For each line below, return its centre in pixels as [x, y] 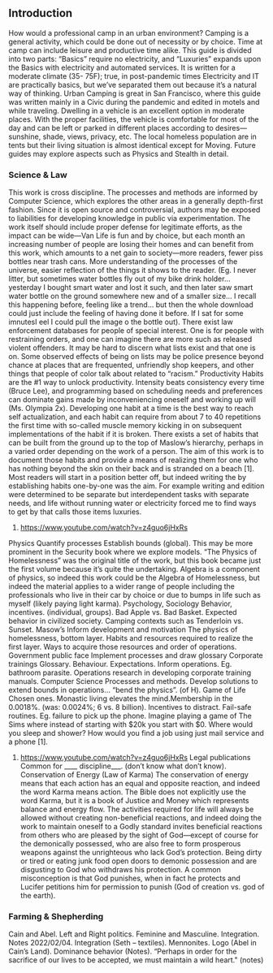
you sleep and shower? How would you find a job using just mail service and [136, 733]
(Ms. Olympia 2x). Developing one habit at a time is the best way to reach [131, 409]
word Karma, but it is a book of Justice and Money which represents [134, 801]
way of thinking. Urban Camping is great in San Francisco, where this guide [135, 93]
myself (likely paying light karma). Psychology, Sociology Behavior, [121, 603]
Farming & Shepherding [56, 917]
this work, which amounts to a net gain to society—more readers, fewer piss [136, 253]
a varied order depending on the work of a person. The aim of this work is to [136, 452]
